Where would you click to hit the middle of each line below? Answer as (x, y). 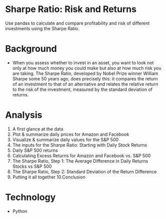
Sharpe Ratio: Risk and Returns (71, 9)
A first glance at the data (38, 129)
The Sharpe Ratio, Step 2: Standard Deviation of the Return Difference (84, 171)
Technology (30, 197)
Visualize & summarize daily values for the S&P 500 (65, 140)
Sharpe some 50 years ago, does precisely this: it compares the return (85, 78)
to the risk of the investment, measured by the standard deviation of (82, 89)
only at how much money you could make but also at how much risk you (87, 68)
